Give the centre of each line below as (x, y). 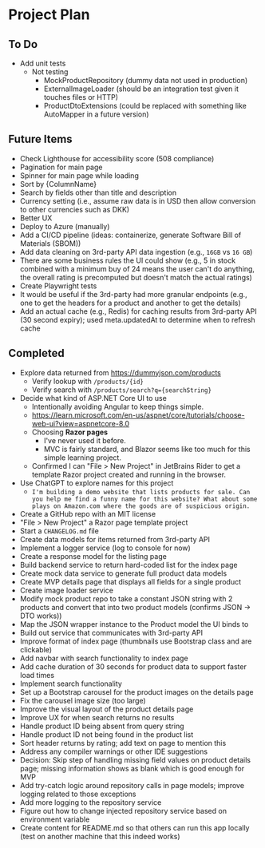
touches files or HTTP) (81, 97)
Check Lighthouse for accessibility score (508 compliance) (117, 158)
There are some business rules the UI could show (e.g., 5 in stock (128, 260)
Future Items (41, 139)
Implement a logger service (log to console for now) (105, 548)
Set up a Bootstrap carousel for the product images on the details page (136, 691)
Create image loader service (67, 590)
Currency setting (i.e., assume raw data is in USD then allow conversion (138, 200)
